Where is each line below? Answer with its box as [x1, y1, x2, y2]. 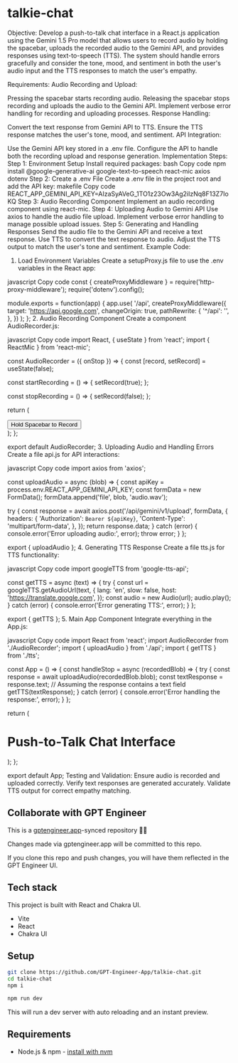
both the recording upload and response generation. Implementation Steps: [7, 152, 228, 160]
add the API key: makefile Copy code [7, 181, 116, 190]
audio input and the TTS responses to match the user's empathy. [7, 66, 198, 75]
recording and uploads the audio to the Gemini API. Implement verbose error [7, 101, 232, 110]
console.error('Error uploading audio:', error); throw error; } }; [7, 529, 187, 538]
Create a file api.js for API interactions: [7, 450, 120, 458]
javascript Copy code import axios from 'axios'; [7, 464, 146, 472]
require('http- [175, 277, 215, 286]
